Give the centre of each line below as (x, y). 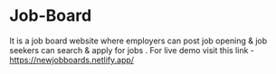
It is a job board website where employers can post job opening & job (138, 41)
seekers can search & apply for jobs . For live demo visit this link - (132, 50)
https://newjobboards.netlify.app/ (71, 60)
